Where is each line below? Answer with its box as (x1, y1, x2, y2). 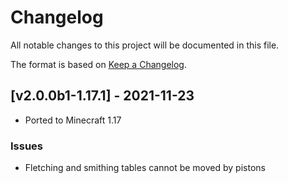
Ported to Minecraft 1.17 (24, 114, 122, 126)
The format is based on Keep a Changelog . (10, 58, 187, 70)
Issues (10, 139, 44, 153)
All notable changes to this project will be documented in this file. (10, 39, 280, 51)
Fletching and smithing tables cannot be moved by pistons (24, 162, 266, 174)
